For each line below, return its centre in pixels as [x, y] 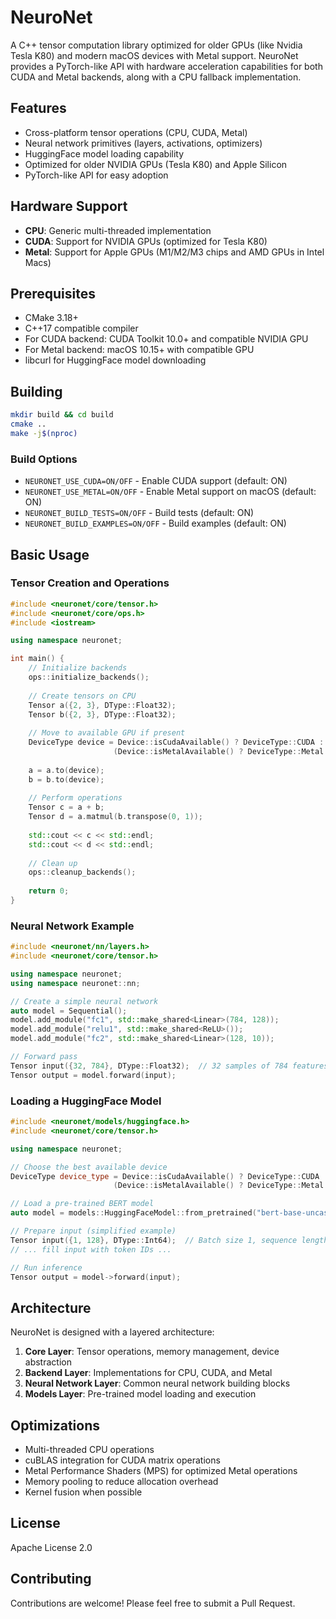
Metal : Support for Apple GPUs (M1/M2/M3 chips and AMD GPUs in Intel [174, 252]
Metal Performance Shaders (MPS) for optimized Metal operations [161, 1471]
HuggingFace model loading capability [104, 153]
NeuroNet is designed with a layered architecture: [112, 1332]
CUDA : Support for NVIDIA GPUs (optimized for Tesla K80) [146, 241]
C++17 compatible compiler [81, 328]
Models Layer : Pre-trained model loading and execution [140, 1394]
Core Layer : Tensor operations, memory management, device [152, 1352]
